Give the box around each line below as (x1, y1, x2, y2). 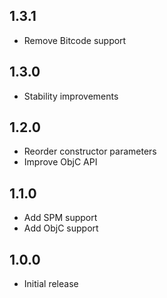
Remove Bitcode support (23, 34, 127, 46)
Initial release (23, 278, 79, 290)
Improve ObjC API (23, 156, 98, 168)
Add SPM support (23, 212, 98, 224)
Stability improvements (23, 90, 119, 102)
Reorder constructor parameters (23, 145, 157, 158)
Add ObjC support (23, 222, 99, 234)
